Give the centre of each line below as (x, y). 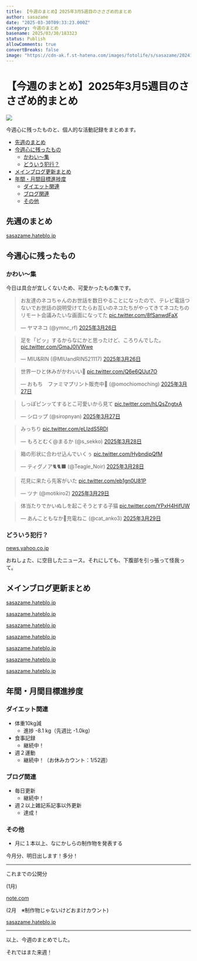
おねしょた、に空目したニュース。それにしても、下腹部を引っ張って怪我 (93, 561)
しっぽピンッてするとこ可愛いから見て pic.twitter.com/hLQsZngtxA (101, 404)
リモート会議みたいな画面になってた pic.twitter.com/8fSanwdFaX (99, 315)
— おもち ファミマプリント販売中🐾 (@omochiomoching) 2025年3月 (104, 384)
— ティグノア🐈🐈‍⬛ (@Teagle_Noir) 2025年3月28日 (82, 466)
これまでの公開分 (27, 874)
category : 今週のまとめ (32, 28)
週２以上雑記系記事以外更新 (48, 806)
